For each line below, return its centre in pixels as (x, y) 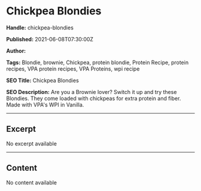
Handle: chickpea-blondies (40, 28)
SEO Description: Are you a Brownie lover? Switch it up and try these (92, 92)
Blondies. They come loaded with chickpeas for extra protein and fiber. (94, 98)
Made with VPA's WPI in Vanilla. (45, 104)
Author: (16, 51)
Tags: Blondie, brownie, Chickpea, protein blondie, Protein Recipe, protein (98, 62)
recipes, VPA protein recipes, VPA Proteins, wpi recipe (73, 69)
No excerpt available (31, 143)
